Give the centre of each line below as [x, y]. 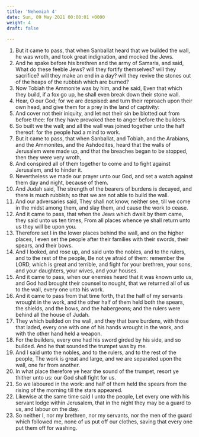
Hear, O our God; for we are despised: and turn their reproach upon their [104, 101]
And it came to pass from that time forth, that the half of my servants [99, 296]
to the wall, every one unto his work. [60, 290]
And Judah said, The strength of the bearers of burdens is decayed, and [103, 189]
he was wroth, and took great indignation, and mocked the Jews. [94, 57]
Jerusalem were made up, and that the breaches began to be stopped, [101, 151]
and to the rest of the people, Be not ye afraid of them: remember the [99, 258]
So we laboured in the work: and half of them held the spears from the [101, 384]
